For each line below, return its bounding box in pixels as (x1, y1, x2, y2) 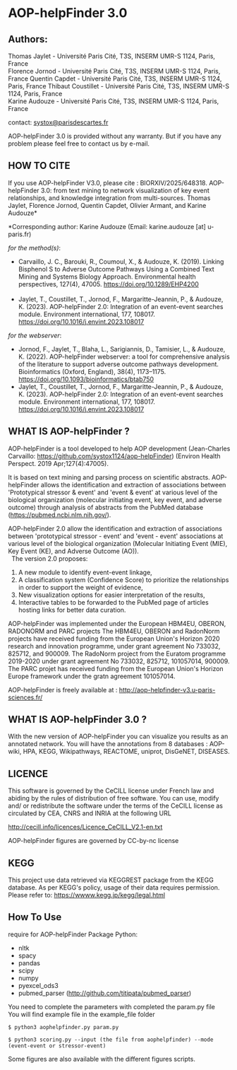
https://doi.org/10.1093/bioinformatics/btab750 (18, 375, 154, 383)
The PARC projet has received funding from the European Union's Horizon (8, 664, 224, 673)
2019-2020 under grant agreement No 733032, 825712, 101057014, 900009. (8, 656, 230, 665)
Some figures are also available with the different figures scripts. (8, 1054, 196, 1063)
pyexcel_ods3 (18, 981, 59, 989)
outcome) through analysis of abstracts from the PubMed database (8, 503, 204, 511)
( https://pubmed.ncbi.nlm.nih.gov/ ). (8, 511, 111, 519)
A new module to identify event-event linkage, (18, 568, 152, 576)
